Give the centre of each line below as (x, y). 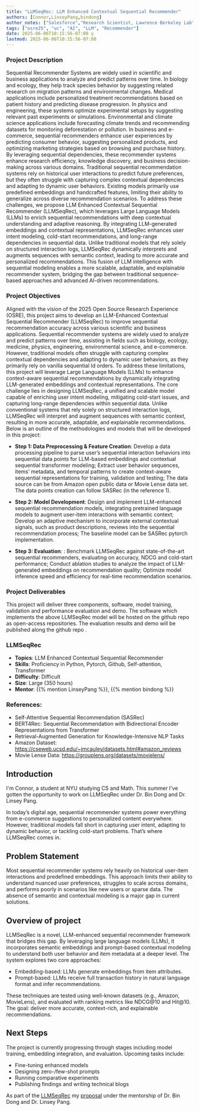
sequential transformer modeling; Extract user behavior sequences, (97, 465)
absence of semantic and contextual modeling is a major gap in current (93, 896)
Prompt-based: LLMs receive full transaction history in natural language (102, 978)
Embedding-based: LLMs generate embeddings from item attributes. (98, 971)
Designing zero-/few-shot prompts (57, 1071)
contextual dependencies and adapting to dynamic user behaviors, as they (97, 359)
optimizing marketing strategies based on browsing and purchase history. (96, 148)
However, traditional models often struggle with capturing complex (87, 353)
